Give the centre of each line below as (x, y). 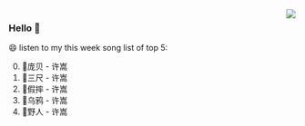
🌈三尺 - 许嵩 (45, 78)
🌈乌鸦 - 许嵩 (45, 101)
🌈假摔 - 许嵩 (45, 89)
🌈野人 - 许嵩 (45, 111)
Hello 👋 (25, 28)
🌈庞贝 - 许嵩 (45, 66)
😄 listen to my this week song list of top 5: (88, 48)
